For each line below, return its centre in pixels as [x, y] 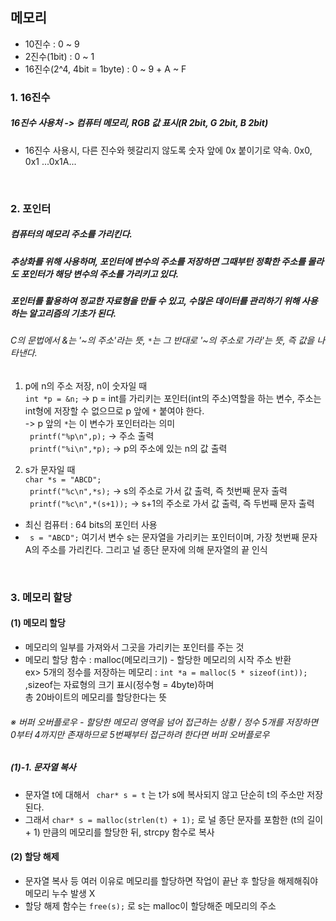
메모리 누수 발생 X [60, 893]
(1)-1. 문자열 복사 [43, 767]
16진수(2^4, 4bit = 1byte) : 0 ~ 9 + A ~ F [105, 69]
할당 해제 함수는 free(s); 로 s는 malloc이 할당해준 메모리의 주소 [150, 905]
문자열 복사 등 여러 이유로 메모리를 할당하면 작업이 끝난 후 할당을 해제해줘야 [171, 880]
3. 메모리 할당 [41, 597]
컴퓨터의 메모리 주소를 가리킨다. [71, 234]
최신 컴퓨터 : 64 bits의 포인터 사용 [91, 524]
